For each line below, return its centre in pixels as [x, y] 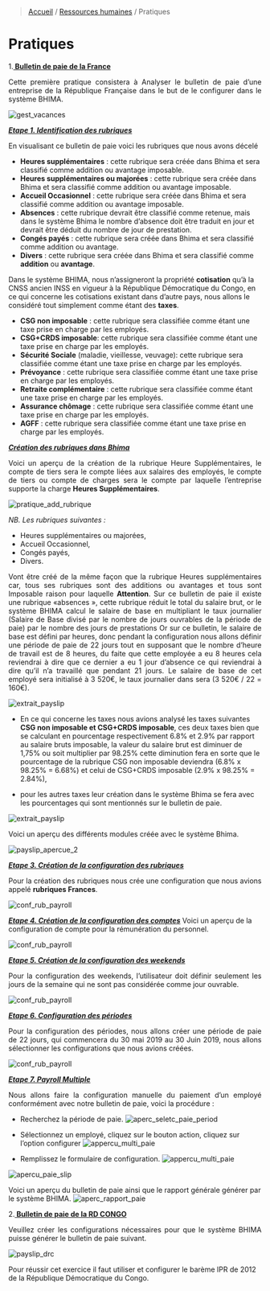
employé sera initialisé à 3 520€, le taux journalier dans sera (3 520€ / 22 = [135, 679]
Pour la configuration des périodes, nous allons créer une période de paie [135, 1031]
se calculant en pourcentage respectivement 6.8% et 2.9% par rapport [137, 736]
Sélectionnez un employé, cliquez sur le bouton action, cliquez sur [130, 1134]
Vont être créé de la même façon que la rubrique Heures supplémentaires [135, 576]
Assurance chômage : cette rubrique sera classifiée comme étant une [137, 406]
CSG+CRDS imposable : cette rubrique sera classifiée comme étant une [139, 338]
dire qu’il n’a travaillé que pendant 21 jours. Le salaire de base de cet [135, 670]
